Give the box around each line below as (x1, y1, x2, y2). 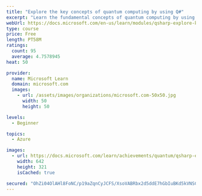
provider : (6, 70, 31, 76)
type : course (6, 25, 39, 32)
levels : (6, 114, 26, 120)
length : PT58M (6, 37, 42, 43)
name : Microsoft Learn (11, 76, 69, 82)
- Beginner (11, 120, 39, 126)
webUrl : (6, 20, 26, 26)
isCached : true (17, 170, 55, 176)
